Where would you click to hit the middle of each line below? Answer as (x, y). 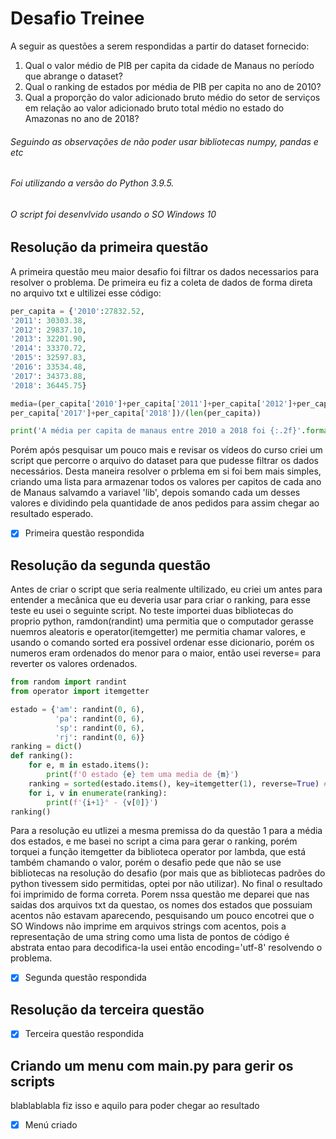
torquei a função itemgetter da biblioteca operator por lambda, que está (158, 852)
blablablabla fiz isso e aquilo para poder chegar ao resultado (135, 1106)
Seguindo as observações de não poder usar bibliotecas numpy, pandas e (164, 141)
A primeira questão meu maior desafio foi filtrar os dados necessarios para (165, 271)
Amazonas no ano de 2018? (82, 118)
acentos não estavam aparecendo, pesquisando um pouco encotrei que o (162, 916)
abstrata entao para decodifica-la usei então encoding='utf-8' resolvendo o (166, 948)
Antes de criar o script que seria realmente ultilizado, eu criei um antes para (166, 589)
